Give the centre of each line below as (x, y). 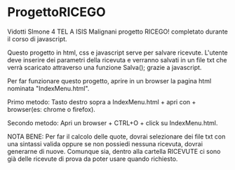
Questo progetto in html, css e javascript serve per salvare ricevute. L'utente (117, 52)
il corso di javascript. (38, 38)
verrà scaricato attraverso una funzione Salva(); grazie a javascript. (105, 67)
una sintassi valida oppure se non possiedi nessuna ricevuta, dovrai (105, 143)
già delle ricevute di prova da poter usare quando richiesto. (93, 159)
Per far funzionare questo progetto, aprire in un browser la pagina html (109, 80)
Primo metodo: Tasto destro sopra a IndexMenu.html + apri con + (102, 101)
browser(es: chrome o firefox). (52, 109)
